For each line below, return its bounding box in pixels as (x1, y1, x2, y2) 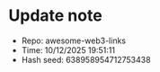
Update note (8, 5, 102, 26)
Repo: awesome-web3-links (21, 35, 127, 46)
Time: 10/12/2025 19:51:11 (21, 44, 116, 55)
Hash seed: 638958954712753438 (21, 54, 151, 65)
